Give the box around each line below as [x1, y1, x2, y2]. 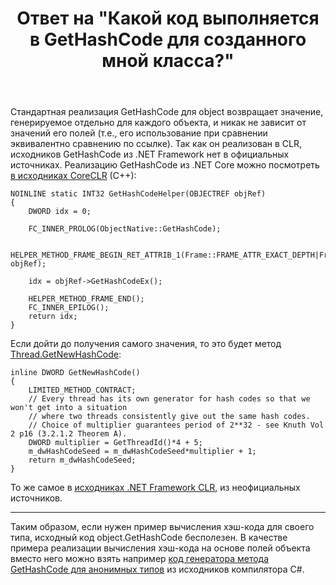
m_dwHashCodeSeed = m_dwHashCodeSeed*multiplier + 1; [28, 447, 257, 457]
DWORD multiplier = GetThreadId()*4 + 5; [28, 438, 203, 448]
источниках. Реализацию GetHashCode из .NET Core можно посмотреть [10, 159, 320, 171]
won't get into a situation [10, 403, 128, 413]
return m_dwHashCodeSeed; [28, 455, 137, 466]
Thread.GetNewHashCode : [10, 348, 122, 361]
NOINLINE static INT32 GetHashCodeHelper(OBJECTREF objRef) [10, 189, 267, 199]
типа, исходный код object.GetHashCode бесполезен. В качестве [10, 532, 288, 544]
